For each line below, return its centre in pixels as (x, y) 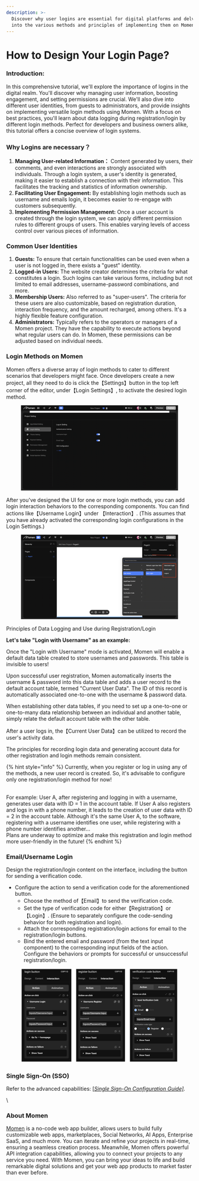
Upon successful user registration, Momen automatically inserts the (89, 676)
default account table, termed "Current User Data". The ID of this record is (97, 688)
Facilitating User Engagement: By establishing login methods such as (100, 193)
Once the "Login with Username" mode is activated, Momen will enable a (95, 651)
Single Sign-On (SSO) (38, 1075)
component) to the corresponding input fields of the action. (96, 947)
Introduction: (25, 74)
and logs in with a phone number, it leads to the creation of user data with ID (99, 810)
